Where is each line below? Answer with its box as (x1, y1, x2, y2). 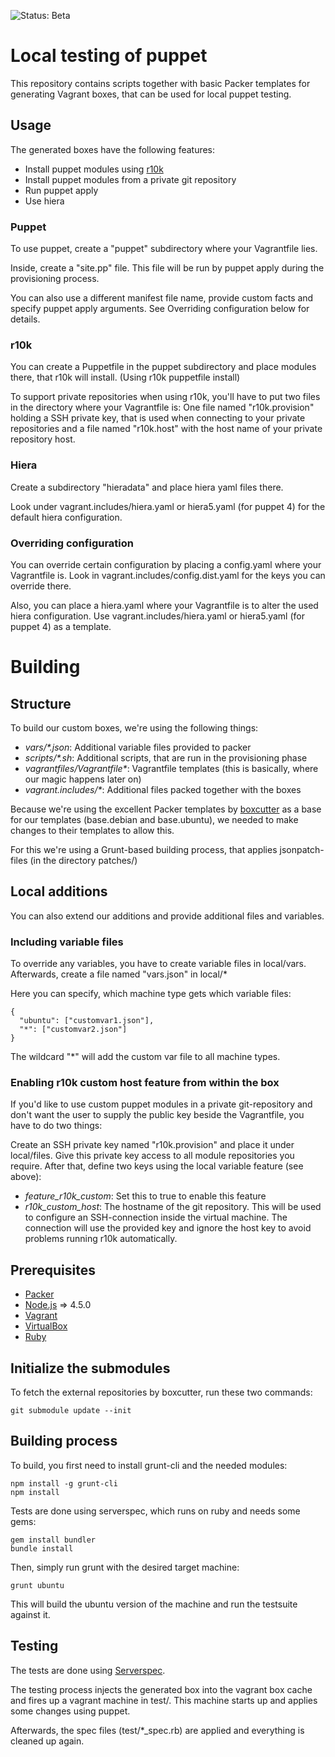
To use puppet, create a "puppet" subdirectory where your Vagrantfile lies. (10, 243, 318, 255)
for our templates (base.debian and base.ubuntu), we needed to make (10, 813, 299, 825)
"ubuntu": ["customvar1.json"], (19, 1016, 155, 1026)
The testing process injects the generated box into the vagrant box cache (10, 1683, 313, 1695)
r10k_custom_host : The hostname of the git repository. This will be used (24, 1201, 322, 1213)
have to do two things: (10, 1120, 103, 1132)
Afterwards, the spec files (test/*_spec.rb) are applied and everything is (10, 1724, 305, 1736)
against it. (10, 1608, 51, 1620)
